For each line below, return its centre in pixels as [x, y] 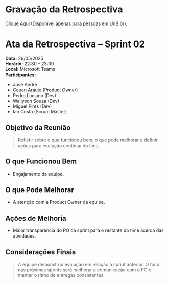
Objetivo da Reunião [38, 128]
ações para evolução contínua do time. [59, 145]
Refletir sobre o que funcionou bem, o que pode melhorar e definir [88, 140]
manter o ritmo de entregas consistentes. [61, 275]
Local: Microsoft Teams [30, 69]
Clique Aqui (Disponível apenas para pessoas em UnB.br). [66, 23]
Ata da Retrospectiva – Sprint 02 [75, 44]
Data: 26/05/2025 [24, 58]
